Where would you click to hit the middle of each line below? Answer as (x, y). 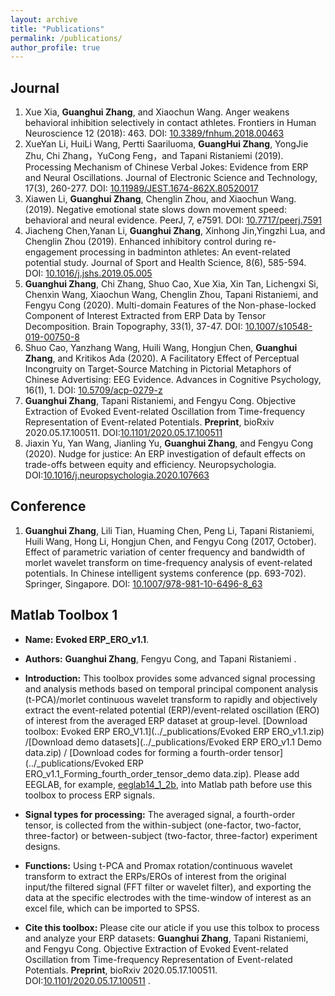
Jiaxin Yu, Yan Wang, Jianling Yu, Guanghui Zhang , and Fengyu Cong (169, 443)
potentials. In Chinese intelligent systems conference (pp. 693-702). (165, 573)
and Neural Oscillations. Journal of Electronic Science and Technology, (171, 178)
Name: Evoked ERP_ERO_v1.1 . (87, 639)
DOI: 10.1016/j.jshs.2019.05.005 (88, 273)
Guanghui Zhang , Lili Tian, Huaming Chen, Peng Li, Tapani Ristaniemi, (169, 530)
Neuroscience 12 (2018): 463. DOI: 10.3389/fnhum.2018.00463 (154, 133)
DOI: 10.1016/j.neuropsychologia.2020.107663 (117, 475)
